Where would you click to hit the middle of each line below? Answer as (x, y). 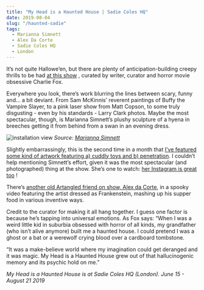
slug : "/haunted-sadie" (37, 23)
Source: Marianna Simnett (87, 137)
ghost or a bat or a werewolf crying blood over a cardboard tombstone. (95, 237)
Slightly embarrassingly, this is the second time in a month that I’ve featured (101, 149)
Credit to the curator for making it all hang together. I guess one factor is (97, 212)
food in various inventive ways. (45, 200)
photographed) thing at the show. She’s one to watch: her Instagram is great (102, 168)
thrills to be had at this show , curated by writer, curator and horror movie (98, 75)
